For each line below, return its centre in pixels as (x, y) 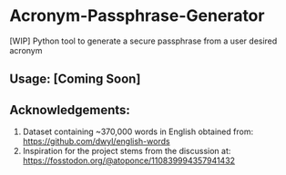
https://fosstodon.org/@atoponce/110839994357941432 (128, 160)
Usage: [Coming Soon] (75, 79)
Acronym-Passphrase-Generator (137, 16)
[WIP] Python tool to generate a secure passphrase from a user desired (143, 41)
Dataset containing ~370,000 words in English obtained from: (138, 131)
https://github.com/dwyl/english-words (96, 141)
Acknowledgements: (70, 110)
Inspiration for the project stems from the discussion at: (127, 151)
